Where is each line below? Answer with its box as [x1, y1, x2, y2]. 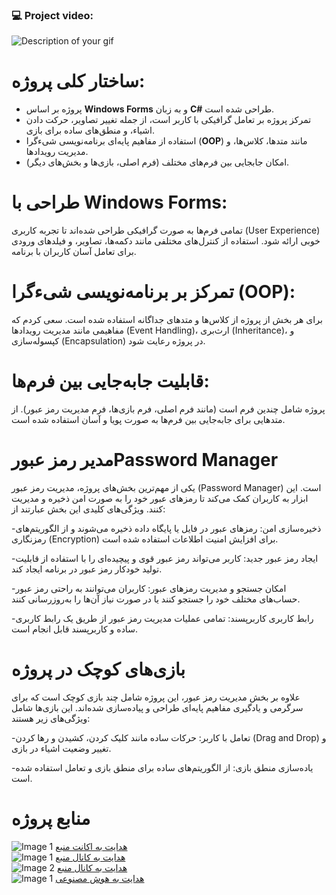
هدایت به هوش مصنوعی [55, 872, 145, 884]
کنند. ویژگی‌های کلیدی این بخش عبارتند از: [11, 503, 166, 515]
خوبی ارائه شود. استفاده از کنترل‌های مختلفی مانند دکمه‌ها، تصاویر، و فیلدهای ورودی [11, 235, 321, 247]
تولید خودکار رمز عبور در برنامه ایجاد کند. [11, 563, 163, 575]
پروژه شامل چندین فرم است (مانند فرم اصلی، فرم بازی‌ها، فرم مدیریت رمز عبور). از [11, 403, 326, 415]
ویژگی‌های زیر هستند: [11, 712, 91, 724]
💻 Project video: [11, 8, 94, 22]
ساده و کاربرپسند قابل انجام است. [11, 623, 138, 635]
